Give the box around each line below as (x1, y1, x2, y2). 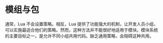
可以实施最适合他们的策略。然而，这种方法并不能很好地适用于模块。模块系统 (5, 27, 158, 32)
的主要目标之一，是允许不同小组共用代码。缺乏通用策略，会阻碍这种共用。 (5, 33, 154, 39)
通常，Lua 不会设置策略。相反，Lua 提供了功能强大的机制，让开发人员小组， (5, 21, 158, 27)
